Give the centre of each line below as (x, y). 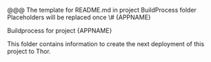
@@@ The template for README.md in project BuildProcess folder (102, 10)
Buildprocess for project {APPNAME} (60, 31)
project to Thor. (29, 51)
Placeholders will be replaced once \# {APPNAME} (79, 17)
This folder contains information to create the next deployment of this (106, 44)
